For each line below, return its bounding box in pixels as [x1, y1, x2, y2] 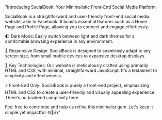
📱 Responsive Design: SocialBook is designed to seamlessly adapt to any [5, 48, 151, 53]
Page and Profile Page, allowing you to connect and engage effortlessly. [5, 24, 149, 30]
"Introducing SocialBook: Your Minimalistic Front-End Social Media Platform [5, 4, 156, 10]
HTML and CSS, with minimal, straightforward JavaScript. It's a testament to [5, 68, 157, 73]
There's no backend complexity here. [5, 95, 80, 100]
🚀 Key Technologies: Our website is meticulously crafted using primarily [5, 63, 148, 68]
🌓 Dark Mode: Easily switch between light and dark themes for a [5, 34, 135, 39]
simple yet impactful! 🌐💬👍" [5, 109, 61, 115]
